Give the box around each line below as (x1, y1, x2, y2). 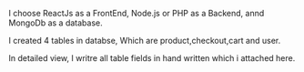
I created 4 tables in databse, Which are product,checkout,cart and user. (8, 36, 281, 46)
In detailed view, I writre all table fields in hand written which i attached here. (8, 53, 296, 63)
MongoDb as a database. (8, 17, 103, 28)
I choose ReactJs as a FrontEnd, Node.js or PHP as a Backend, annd (8, 8, 265, 18)
